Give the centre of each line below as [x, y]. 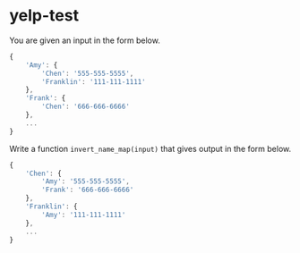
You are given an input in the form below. [85, 40]
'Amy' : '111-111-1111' [84, 215]
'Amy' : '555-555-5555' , [86, 181]
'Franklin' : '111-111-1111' [94, 81]
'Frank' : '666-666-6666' [88, 190]
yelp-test [44, 16]
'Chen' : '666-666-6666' [86, 107]
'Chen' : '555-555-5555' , [88, 73]
